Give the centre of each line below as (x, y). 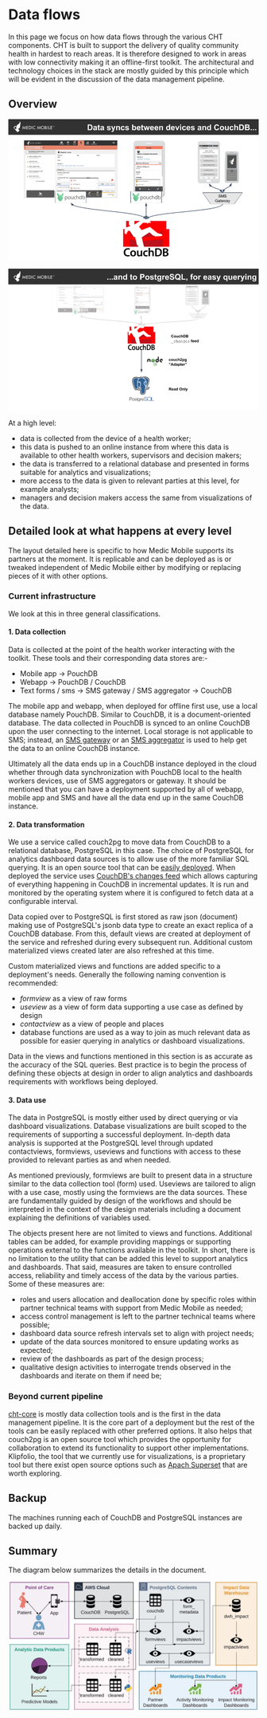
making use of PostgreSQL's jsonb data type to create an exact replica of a (131, 926)
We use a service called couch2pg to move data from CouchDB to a (119, 842)
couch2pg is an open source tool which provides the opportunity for (120, 1439)
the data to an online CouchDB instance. (74, 749)
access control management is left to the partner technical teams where (137, 1316)
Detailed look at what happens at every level (120, 531)
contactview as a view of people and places (92, 1024)
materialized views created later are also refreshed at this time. (111, 951)
